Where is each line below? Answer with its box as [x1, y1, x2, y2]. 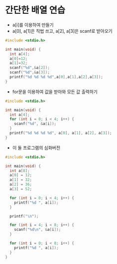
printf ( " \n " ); [9, 213, 39, 218]
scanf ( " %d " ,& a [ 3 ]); [9, 70, 50, 75]
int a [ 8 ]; [9, 168, 30, 173]
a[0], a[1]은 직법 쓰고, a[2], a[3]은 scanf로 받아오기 [12, 28, 113, 34]
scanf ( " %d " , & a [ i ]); [14, 121, 57, 126]
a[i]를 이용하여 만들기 [12, 22, 54, 28]
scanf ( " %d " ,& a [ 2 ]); [9, 65, 50, 70]
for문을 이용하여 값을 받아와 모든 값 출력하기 [12, 89, 98, 95]
